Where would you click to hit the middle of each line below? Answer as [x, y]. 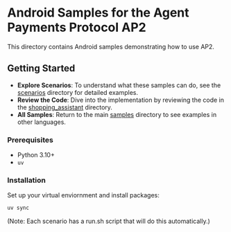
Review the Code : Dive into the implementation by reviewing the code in [120, 100]
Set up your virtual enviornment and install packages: [83, 195]
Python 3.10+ [36, 155]
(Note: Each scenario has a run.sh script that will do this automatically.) [109, 221]
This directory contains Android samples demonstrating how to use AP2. [111, 46]
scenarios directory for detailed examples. [78, 92]
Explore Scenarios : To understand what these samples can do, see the [119, 85]
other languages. [41, 122]
